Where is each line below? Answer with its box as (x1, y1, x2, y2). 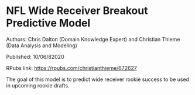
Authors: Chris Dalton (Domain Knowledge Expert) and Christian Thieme (6, 36, 180, 43)
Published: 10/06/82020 (6, 53, 64, 60)
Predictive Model (6, 16, 91, 30)
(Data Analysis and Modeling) (6, 42, 77, 49)
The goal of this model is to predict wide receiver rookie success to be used (6, 76, 189, 83)
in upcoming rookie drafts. (6, 82, 70, 89)
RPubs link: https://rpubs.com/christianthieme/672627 (6, 64, 138, 71)
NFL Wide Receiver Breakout (6, 4, 148, 17)
